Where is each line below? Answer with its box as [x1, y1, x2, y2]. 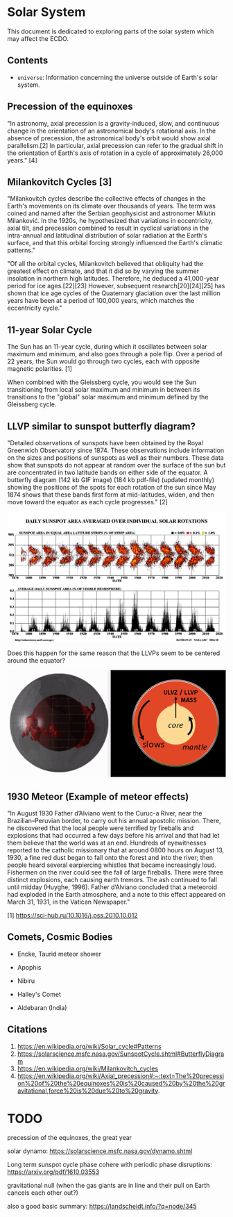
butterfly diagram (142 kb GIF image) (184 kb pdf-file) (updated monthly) [7, 476, 215, 483]
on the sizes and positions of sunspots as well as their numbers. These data [7, 454, 224, 462]
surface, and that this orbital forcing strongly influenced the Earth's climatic [7, 239, 223, 247]
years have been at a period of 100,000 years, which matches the [7, 297, 195, 305]
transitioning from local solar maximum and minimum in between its [7, 386, 200, 394]
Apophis [17, 963, 42, 971]
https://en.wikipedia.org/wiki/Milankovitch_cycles [17, 1064, 159, 1073]
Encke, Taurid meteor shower [17, 950, 102, 958]
